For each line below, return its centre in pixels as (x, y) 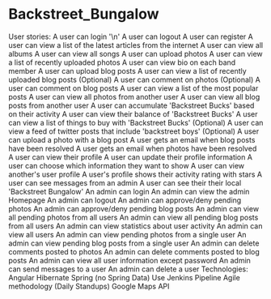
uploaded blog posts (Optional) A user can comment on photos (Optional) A (134, 79)
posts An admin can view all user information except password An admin (129, 260)
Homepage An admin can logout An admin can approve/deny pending (125, 200)
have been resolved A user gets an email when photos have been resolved (133, 148)
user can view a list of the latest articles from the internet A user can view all (136, 45)
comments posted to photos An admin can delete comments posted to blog (134, 251)
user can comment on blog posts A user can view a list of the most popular (133, 88)
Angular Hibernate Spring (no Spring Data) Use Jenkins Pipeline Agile (124, 277)
